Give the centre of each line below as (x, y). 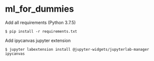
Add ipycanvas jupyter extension (38, 41)
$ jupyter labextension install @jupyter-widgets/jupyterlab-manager (77, 49)
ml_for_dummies (39, 9)
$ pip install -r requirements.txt (41, 31)
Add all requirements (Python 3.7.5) (40, 22)
